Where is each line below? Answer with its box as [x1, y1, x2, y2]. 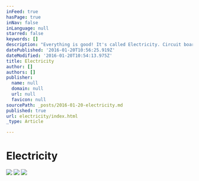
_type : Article [6, 119, 44, 125]
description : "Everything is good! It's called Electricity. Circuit [6, 42, 182, 48]
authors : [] [6, 69, 36, 75]
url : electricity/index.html [6, 113, 78, 119]
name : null [11, 80, 38, 86]
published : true [6, 108, 46, 114]
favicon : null [11, 96, 46, 102]
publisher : [6, 75, 33, 80]
